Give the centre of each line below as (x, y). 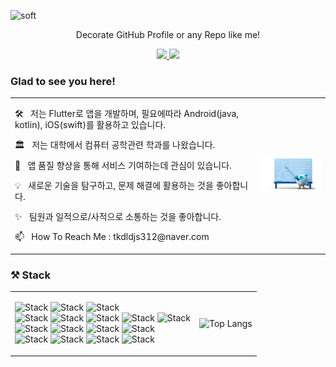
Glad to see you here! (63, 81)
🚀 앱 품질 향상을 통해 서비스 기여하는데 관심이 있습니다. (123, 165)
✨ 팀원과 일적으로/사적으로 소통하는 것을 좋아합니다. (118, 217)
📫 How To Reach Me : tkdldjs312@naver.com (112, 237)
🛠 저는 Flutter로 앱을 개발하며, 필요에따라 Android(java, (127, 114)
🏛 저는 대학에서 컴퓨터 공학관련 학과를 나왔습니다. (115, 145)
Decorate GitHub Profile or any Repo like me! (168, 34)
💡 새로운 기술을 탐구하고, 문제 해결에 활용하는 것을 (114, 185)
